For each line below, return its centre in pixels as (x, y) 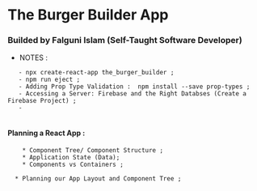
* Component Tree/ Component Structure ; (93, 150)
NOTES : (34, 57)
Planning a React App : (46, 133)
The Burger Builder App (88, 15)
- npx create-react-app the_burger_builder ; (96, 73)
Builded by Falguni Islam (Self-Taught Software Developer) (125, 40)
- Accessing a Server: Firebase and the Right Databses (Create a (133, 94)
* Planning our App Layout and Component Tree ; (98, 178)
